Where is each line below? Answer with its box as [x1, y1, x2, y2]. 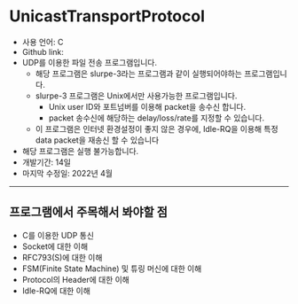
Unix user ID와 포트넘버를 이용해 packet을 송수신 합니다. [48, 101, 247, 112]
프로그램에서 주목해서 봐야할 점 [9, 205, 169, 220]
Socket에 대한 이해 [21, 241, 89, 252]
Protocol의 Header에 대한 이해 [21, 274, 130, 285]
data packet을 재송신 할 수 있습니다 [35, 135, 160, 145]
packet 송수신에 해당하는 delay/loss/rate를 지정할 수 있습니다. [48, 113, 264, 123]
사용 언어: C [21, 36, 64, 47]
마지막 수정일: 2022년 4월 [21, 168, 114, 178]
